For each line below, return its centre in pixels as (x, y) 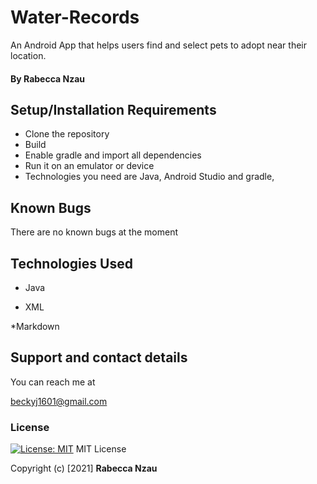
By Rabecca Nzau (48, 78)
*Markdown (35, 326)
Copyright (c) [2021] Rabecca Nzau (84, 468)
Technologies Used (71, 263)
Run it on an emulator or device (89, 166)
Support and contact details (99, 357)
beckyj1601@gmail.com (59, 401)
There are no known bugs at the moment (94, 232)
